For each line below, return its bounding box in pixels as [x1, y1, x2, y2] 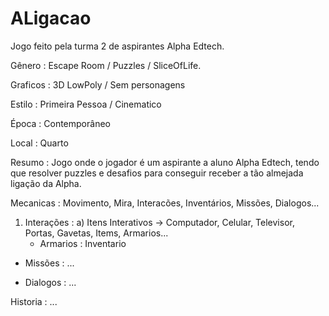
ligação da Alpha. [10, 177, 82, 189]
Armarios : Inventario [39, 237, 127, 249]
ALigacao [10, 7, 92, 30]
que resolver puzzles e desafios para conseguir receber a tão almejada [10, 167, 304, 179]
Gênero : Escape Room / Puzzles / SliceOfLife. [10, 59, 202, 71]
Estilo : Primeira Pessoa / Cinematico [10, 98, 162, 110]
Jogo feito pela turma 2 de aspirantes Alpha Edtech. [10, 40, 225, 52]
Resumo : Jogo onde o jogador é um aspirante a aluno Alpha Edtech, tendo [10, 156, 320, 168]
